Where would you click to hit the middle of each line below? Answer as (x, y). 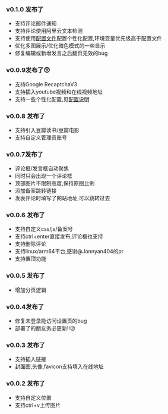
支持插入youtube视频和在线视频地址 (58, 92)
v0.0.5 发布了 (26, 276)
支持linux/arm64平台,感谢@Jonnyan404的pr (69, 252)
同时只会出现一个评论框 (43, 176)
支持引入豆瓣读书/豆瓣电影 (47, 130)
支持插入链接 (30, 359)
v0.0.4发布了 (25, 306)
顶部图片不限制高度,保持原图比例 (55, 183)
